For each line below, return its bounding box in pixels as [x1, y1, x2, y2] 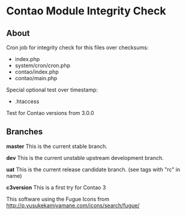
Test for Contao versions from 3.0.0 [6, 110, 94, 116]
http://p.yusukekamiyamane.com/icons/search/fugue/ [6, 202, 140, 209]
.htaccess [14, 98, 40, 105]
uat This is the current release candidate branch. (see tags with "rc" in [6, 166, 181, 173]
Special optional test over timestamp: [6, 86, 98, 93]
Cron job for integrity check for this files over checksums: [6, 44, 149, 51]
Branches [6, 127, 43, 137]
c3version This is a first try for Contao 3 [6, 184, 106, 191]
